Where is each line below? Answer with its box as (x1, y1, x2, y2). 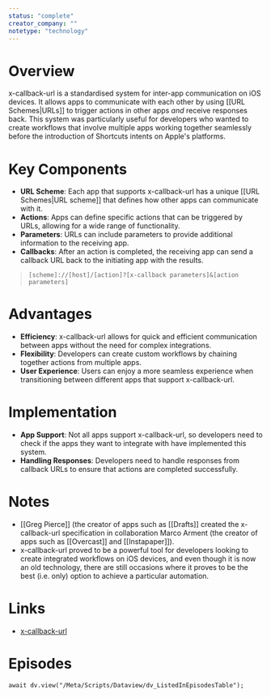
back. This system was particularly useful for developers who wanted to (8, 114, 249, 124)
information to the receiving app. (19, 238, 129, 248)
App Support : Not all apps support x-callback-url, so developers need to (19, 430, 263, 440)
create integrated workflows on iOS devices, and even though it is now (19, 554, 256, 563)
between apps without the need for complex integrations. (19, 341, 212, 351)
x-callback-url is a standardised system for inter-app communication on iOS (8, 88, 261, 98)
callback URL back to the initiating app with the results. (19, 256, 204, 266)
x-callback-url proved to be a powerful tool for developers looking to (19, 546, 249, 555)
